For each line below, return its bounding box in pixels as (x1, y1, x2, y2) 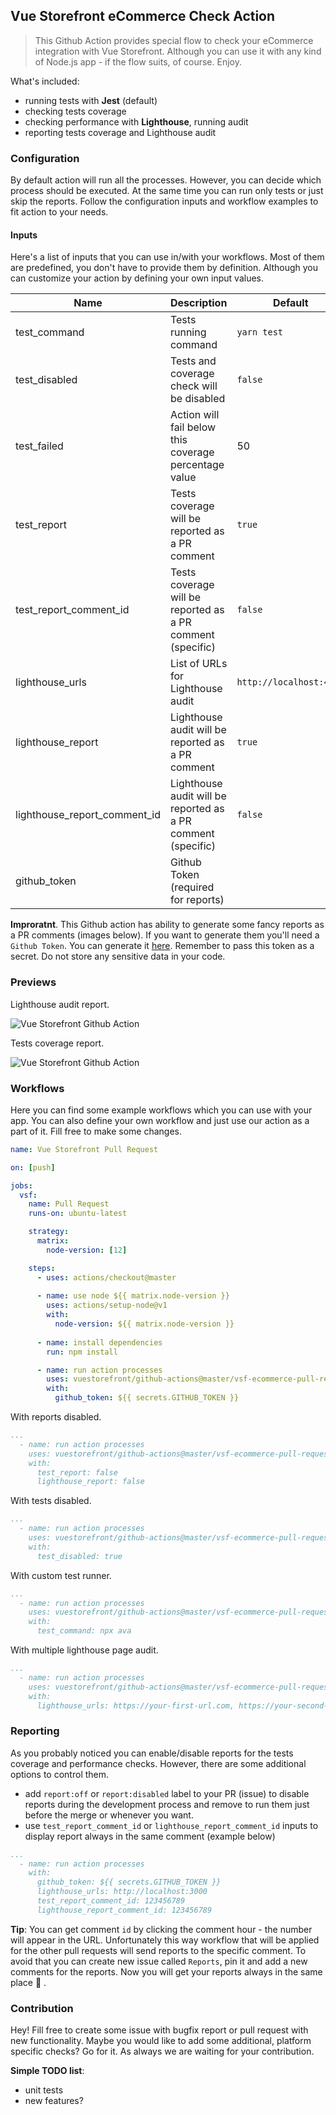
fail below (169, 420, 217, 434)
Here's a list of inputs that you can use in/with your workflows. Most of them (10, 251, 325, 263)
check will (169, 379, 218, 393)
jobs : (10, 1180, 33, 1191)
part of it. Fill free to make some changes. (10, 1125, 182, 1137)
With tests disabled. (10, 1495, 92, 1507)
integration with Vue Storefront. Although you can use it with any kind (34, 45, 322, 57)
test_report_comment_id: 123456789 (36, 1896, 186, 1906)
